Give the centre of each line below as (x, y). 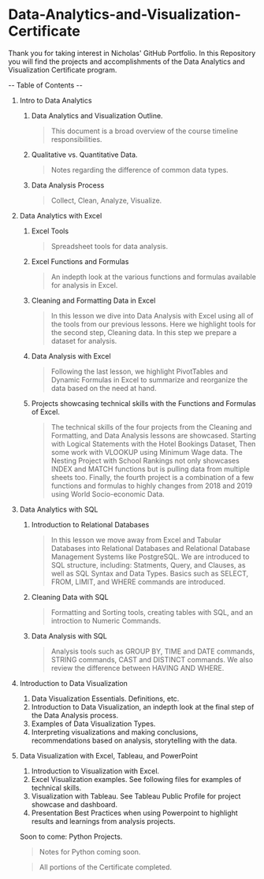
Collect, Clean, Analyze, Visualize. (106, 200)
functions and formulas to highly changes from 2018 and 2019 (152, 486)
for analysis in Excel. (84, 285)
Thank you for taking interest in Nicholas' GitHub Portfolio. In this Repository (132, 53)
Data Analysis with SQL (69, 635)
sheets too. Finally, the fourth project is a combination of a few (152, 477)
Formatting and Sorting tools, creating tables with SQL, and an (152, 612)
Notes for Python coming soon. (90, 851)
